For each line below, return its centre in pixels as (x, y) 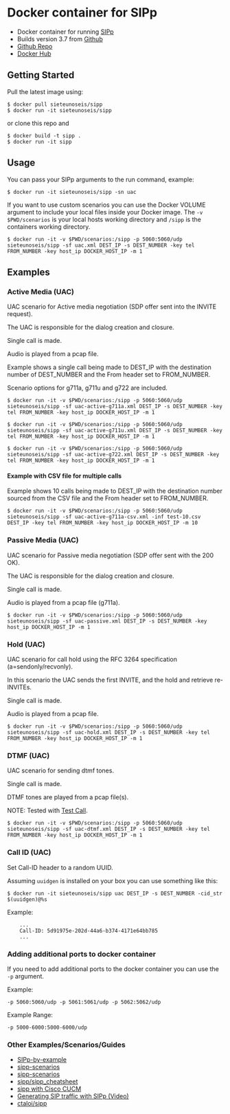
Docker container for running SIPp (66, 32)
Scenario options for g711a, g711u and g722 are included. (88, 388)
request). (20, 314)
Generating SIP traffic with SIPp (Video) (73, 1096)
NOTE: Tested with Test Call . (47, 811)
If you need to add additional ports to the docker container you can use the (113, 969)
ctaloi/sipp (32, 1104)
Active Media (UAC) (41, 291)
